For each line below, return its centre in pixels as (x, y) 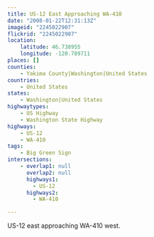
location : (22, 41)
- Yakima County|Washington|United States (84, 73)
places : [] (23, 60)
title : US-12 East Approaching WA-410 (65, 14)
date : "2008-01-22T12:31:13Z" (52, 21)
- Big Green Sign (46, 153)
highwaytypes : (28, 107)
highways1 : (42, 179)
